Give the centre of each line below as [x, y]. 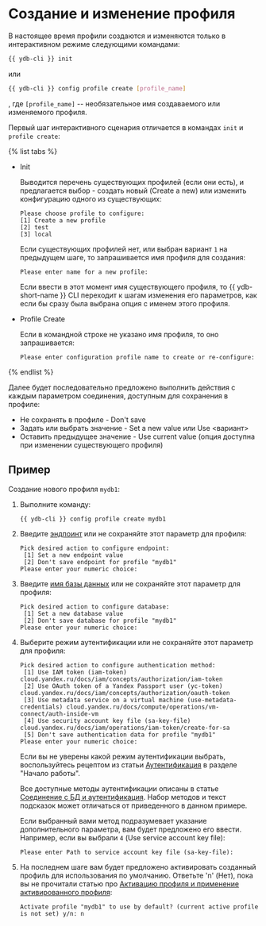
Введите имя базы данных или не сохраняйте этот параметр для [130, 584]
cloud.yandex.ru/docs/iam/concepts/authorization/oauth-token [125, 694]
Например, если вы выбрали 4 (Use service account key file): [122, 838]
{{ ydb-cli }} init [40, 59]
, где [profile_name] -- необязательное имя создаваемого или [114, 103]
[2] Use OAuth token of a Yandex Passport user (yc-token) [123, 686]
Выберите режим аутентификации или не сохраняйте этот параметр [137, 643]
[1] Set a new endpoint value [73, 555]
